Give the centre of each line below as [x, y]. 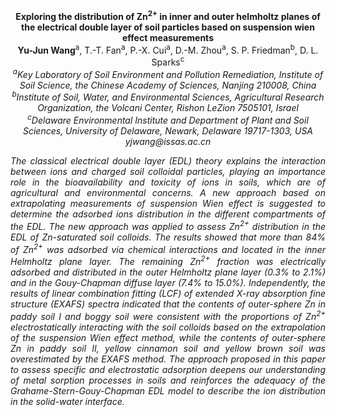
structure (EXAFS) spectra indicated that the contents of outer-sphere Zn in [168, 304]
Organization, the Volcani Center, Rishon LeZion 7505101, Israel [168, 108]
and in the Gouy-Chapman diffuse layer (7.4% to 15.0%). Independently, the [168, 282]
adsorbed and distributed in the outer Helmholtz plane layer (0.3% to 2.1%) [168, 272]
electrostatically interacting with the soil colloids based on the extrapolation [168, 327]
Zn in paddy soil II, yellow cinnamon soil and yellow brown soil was [168, 348]
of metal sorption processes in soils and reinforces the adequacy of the [168, 380]
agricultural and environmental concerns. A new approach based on [168, 192]
